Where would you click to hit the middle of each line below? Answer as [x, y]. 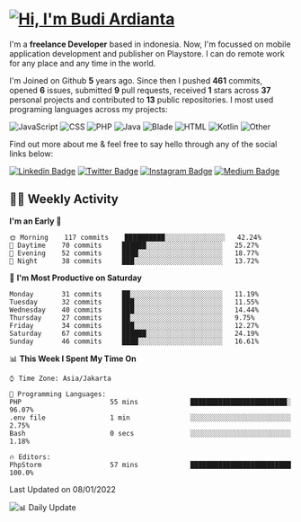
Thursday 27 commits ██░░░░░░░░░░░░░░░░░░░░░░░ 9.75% [132, 318]
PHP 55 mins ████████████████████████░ [150, 402]
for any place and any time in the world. [83, 63]
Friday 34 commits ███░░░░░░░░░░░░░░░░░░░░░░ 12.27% [134, 325]
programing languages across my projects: [89, 109]
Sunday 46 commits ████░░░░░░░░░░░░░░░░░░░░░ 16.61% [134, 341]
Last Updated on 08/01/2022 [63, 489]
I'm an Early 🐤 [35, 221]
